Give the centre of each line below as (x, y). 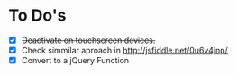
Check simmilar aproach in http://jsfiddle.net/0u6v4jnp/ (125, 50)
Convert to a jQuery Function (75, 61)
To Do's (37, 16)
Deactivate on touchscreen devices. (88, 40)
